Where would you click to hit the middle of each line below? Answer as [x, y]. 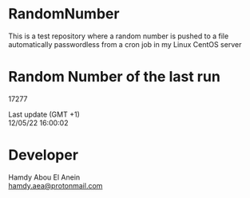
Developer [43, 155]
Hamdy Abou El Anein [44, 177]
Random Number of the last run [115, 77]
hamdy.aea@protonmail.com [56, 185]
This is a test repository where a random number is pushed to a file [119, 36]
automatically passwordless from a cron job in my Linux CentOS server [125, 44]
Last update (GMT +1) [44, 114]
